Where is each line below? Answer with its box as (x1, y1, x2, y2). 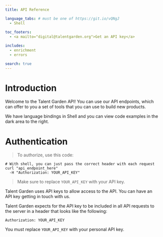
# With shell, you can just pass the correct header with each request (5, 162, 155, 167)
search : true (5, 61, 32, 66)
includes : (5, 43, 26, 48)
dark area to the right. (5, 118, 49, 124)
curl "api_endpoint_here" (5, 166, 58, 171)
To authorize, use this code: (17, 152, 74, 158)
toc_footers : (5, 30, 32, 35)
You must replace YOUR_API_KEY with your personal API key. (5, 227, 124, 233)
